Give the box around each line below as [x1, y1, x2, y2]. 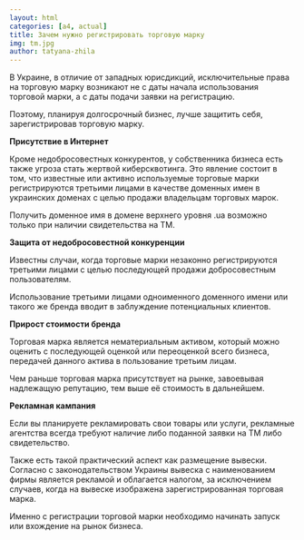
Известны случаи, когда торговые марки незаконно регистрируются [9, 255, 279, 266]
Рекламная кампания [9, 400, 96, 411]
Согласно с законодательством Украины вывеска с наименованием [9, 465, 276, 476]
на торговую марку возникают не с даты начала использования [9, 82, 259, 93]
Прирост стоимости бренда [9, 319, 121, 329]
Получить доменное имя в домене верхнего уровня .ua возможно [9, 210, 268, 221]
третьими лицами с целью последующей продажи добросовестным [9, 264, 277, 275]
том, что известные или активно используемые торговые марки [9, 173, 260, 184]
